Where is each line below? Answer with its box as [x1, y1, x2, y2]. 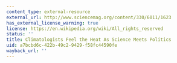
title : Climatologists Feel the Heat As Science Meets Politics [6, 37, 172, 43]
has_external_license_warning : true [6, 20, 98, 26]
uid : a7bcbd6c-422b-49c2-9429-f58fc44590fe [6, 43, 118, 49]
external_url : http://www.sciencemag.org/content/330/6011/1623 [6, 14, 172, 20]
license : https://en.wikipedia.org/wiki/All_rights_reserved [6, 25, 164, 32]
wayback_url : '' [6, 48, 47, 54]
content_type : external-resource [6, 8, 91, 15]
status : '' [6, 31, 34, 37]
